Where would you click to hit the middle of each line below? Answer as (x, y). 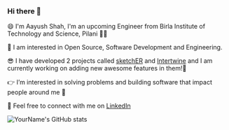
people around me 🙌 (37, 92)
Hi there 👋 (25, 11)
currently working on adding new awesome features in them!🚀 (97, 68)
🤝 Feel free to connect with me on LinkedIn (69, 106)
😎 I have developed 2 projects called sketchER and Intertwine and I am (110, 61)
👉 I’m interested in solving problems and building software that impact (110, 82)
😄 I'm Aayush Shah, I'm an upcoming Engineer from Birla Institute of (106, 27)
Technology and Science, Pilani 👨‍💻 (57, 34)
